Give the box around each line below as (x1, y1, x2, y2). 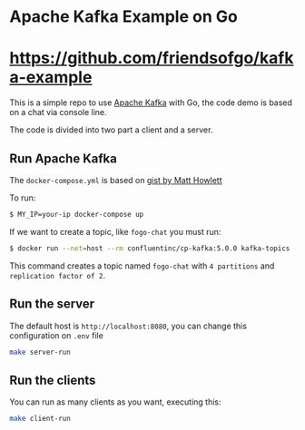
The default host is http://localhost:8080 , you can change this (9, 320, 248, 331)
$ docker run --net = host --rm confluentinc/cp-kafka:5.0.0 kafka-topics (9, 243, 290, 253)
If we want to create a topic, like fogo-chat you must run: (9, 226, 221, 237)
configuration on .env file (9, 329, 104, 341)
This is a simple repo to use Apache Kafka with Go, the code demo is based (9, 97, 293, 108)
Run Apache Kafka (9, 151, 118, 166)
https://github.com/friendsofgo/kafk (9, 48, 294, 69)
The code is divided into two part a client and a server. (9, 124, 213, 135)
